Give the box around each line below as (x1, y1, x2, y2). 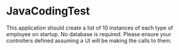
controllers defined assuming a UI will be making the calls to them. (6, 37, 172, 44)
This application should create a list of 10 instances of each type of (6, 24, 174, 31)
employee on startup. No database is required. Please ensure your (6, 30, 172, 37)
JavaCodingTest (6, 4, 90, 18)
